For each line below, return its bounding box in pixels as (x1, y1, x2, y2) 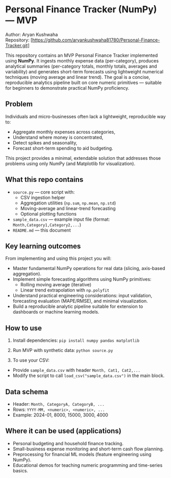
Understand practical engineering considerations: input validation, (12, 293, 153, 299)
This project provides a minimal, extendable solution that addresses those (5, 155, 161, 161)
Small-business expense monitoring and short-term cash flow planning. (12, 446, 164, 452)
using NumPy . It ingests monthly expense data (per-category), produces (5, 57, 159, 64)
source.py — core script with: (12, 189, 75, 195)
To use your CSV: (12, 357, 50, 363)
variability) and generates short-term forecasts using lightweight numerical (5, 68, 164, 75)
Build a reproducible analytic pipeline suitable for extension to (12, 303, 143, 309)
